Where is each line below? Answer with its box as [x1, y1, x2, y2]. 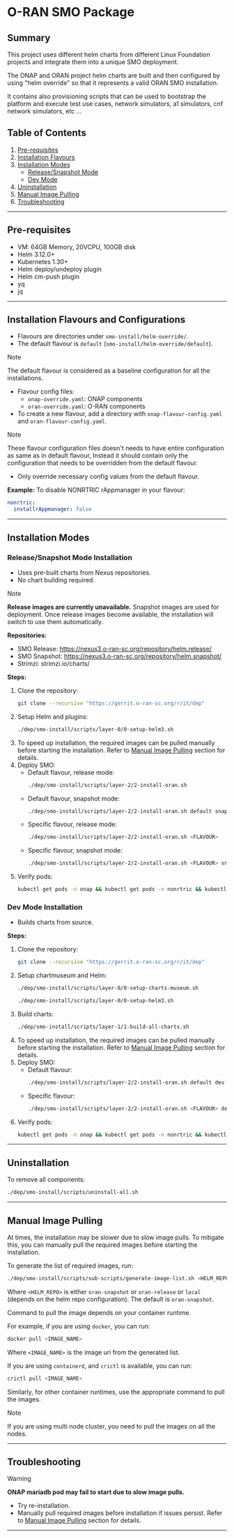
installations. [7, 374, 44, 382]
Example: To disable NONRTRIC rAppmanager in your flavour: [7, 486, 186, 495]
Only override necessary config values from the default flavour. [17, 472, 200, 481]
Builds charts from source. [17, 918, 94, 926]
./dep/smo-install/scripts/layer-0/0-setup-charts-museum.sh [17, 985, 199, 992]
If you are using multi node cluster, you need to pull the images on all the [7, 1422, 216, 1430]
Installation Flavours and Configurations [7, 314, 186, 326]
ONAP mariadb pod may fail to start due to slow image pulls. [7, 1488, 185, 1496]
